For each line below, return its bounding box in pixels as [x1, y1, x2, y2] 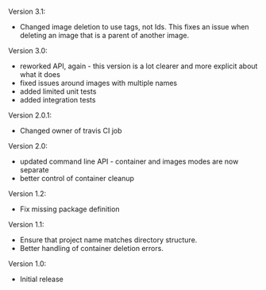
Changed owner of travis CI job [19, 126, 122, 135]
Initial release [19, 274, 64, 284]
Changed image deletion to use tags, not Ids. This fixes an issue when [19, 22, 249, 31]
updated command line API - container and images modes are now [19, 157, 239, 166]
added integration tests [19, 95, 96, 104]
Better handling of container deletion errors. [19, 244, 164, 253]
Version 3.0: [8, 46, 48, 55]
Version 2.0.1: [8, 110, 52, 120]
